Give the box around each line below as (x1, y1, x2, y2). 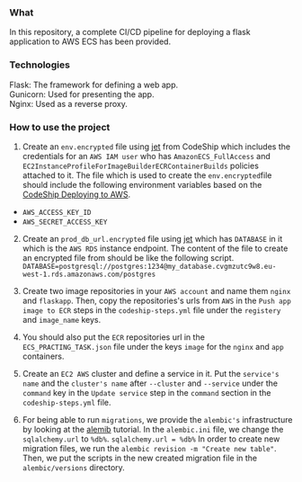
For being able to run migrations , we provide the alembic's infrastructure (22, 414, 293, 424)
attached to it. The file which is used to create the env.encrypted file (22, 169, 272, 181)
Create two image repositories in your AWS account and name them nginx (22, 285, 291, 296)
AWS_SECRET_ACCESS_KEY (22, 218, 108, 227)
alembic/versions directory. (22, 461, 126, 473)
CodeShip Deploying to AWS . (22, 189, 131, 200)
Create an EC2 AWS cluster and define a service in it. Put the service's (22, 368, 280, 379)
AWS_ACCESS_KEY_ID (22, 208, 92, 217)
